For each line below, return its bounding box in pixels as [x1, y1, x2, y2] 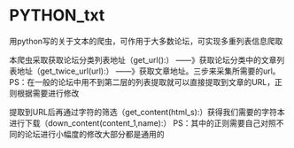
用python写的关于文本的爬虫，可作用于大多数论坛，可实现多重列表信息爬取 [9, 35, 283, 46]
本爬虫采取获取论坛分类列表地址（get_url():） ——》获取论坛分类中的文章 [9, 54, 277, 65]
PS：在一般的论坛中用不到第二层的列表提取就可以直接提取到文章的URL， [9, 76, 275, 87]
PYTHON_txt [9, 5, 105, 26]
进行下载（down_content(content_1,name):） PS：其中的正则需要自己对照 [9, 117, 277, 129]
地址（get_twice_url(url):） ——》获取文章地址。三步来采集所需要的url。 [16, 66, 281, 76]
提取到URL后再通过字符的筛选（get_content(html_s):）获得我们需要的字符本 [9, 106, 285, 117]
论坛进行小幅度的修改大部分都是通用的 [24, 129, 165, 139]
